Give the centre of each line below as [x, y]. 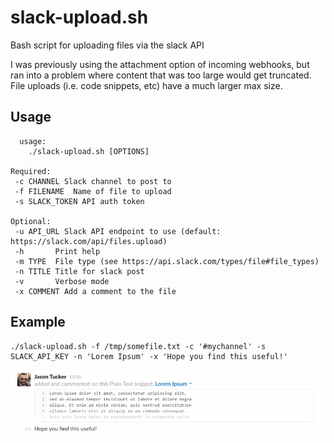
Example [38, 322]
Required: [31, 171]
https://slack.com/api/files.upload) [89, 241]
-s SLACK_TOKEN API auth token [79, 201]
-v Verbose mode [62, 281]
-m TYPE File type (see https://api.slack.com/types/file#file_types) [167, 261]
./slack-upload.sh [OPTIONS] [89, 151]
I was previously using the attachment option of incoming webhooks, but [160, 64]
